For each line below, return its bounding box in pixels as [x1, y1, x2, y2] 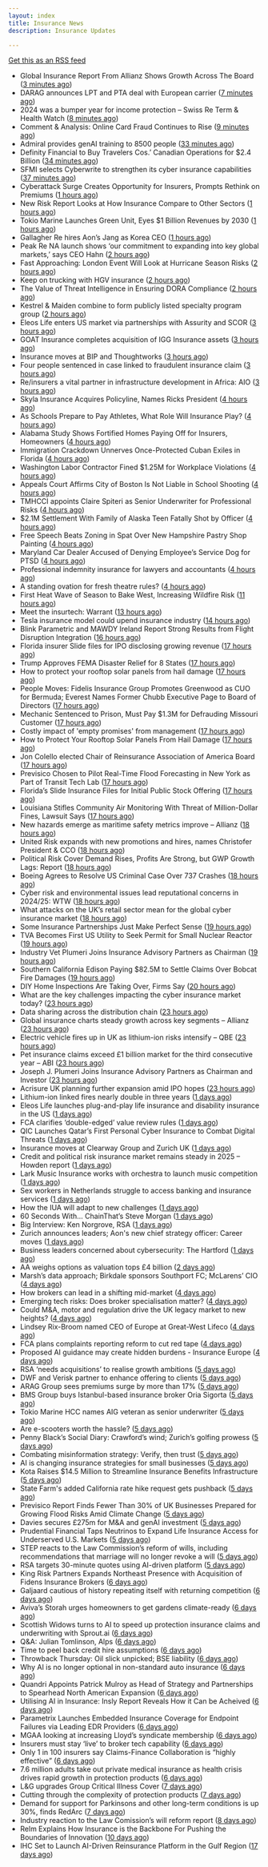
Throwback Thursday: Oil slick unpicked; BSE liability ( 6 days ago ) [19, 1654, 238, 1664]
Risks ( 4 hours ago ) [19, 505, 86, 515]
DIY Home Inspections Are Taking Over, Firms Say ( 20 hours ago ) [19, 982, 236, 992]
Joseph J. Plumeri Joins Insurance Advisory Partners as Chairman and [19, 1067, 254, 1076]
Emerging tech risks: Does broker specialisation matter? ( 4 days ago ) [19, 1297, 248, 1306]
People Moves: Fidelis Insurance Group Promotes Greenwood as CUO [19, 684, 250, 694]
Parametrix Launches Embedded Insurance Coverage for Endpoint [19, 1713, 239, 1723]
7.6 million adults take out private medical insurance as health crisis [19, 1764, 242, 1774]
